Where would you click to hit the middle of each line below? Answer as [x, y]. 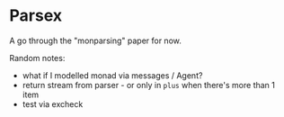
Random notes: [37, 58]
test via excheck [53, 103]
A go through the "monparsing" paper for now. [95, 40]
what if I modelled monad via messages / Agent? [112, 75]
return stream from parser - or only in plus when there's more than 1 [149, 85]
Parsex [36, 16]
